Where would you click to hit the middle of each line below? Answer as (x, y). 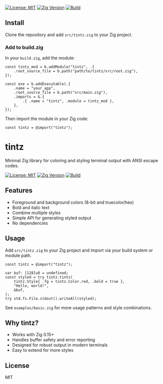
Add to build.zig (24, 47)
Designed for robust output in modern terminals (60, 345)
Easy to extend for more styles (43, 350)
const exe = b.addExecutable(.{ (38, 84)
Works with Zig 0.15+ (33, 335)
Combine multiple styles (36, 213)
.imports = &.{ (29, 97)
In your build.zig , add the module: (40, 58)
